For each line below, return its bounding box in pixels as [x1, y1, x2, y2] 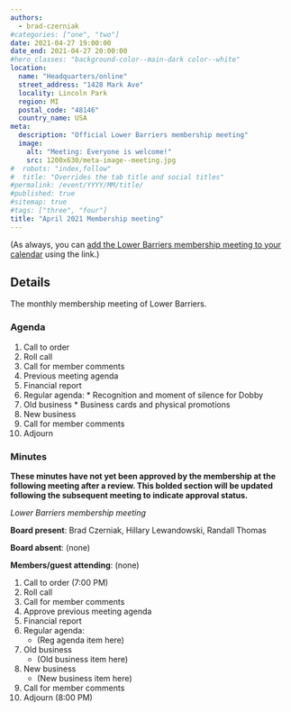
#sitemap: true [10, 197, 68, 207]
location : [10, 64, 48, 73]
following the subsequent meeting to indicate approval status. [10, 490, 249, 501]
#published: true [10, 189, 76, 198]
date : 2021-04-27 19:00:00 [10, 38, 112, 48]
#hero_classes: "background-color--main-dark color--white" [10, 55, 241, 64]
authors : [10, 13, 43, 23]
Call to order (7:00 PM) [23, 578, 109, 589]
